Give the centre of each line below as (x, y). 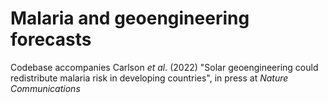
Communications (45, 88)
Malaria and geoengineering (130, 18)
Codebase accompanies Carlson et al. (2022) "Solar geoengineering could (164, 67)
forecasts (51, 39)
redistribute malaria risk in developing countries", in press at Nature (149, 78)
